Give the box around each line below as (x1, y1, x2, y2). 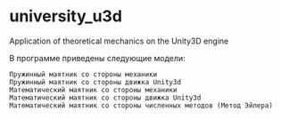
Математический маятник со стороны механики (9, 85, 178, 94)
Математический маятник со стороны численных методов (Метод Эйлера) (9, 100, 274, 110)
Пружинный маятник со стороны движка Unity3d (9, 77, 181, 86)
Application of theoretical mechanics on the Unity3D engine (9, 36, 229, 46)
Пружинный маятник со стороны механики (9, 69, 158, 79)
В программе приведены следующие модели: (9, 52, 186, 63)
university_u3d (9, 6, 123, 27)
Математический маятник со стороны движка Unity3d (9, 93, 202, 102)
